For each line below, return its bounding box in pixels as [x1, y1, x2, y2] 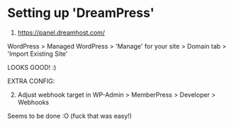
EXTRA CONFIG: [7, 76, 55, 85]
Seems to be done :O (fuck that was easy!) [7, 111, 132, 120]
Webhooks [17, 97, 50, 107]
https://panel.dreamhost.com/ [17, 28, 106, 37]
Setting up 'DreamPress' [7, 5, 154, 21]
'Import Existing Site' [7, 49, 68, 58]
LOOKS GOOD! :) [7, 63, 57, 71]
